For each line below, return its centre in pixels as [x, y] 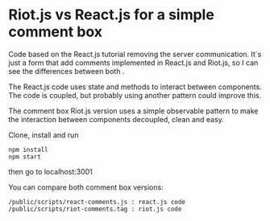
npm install [28, 149]
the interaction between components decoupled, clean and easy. [116, 119]
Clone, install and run [44, 135]
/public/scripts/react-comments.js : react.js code [97, 202]
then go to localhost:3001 [50, 171]
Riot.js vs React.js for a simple [112, 15]
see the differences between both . [66, 71]
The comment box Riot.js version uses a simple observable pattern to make [133, 111]
